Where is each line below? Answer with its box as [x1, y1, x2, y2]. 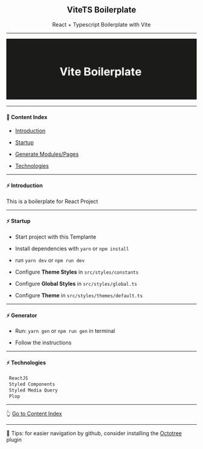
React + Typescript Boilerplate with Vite [52, 21, 151, 28]
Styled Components [8, 381, 56, 387]
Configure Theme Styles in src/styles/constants [14, 268, 139, 276]
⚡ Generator [6, 311, 37, 319]
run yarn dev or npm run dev [14, 257, 85, 264]
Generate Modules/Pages [14, 150, 79, 158]
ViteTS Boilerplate [66, 5, 137, 15]
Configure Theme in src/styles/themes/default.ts [14, 292, 143, 299]
